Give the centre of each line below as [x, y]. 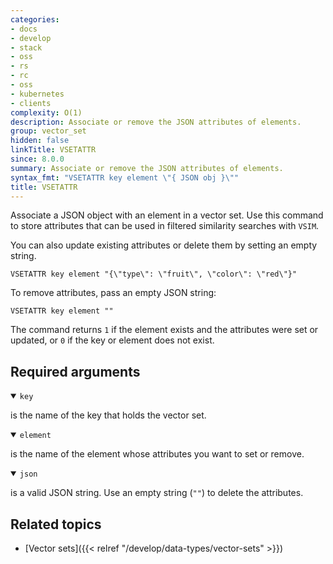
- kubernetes [37, 94]
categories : [35, 19]
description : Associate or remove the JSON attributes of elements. [156, 122]
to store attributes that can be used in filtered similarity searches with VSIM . [165, 226]
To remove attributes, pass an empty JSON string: [113, 293]
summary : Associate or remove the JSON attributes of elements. [147, 168]
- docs [24, 29]
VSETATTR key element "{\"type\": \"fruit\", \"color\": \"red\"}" [154, 274]
